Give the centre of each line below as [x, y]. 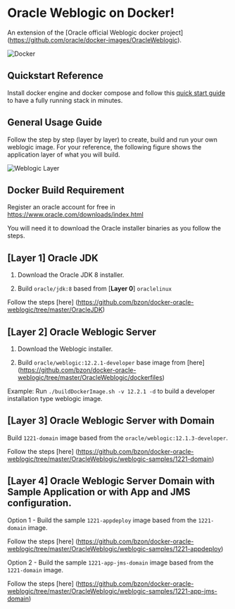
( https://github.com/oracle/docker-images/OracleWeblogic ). [94, 39]
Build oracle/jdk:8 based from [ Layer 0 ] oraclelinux [95, 289]
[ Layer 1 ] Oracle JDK [53, 258]
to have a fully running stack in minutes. [65, 100]
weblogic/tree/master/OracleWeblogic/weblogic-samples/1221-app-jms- [113, 591]
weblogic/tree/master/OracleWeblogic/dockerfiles [90, 377]
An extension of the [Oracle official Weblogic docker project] [95, 32]
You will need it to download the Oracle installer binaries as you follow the [114, 228]
